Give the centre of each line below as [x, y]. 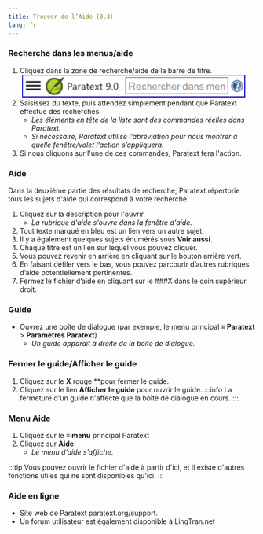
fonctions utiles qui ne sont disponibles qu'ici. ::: [86, 475]
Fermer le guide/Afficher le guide [73, 364]
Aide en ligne [34, 495]
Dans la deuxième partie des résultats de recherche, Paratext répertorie [124, 191]
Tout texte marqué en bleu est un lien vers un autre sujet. [111, 231]
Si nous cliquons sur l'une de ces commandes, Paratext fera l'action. [130, 153]
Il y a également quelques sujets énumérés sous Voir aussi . [116, 239]
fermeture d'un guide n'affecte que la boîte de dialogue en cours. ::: [129, 398]
